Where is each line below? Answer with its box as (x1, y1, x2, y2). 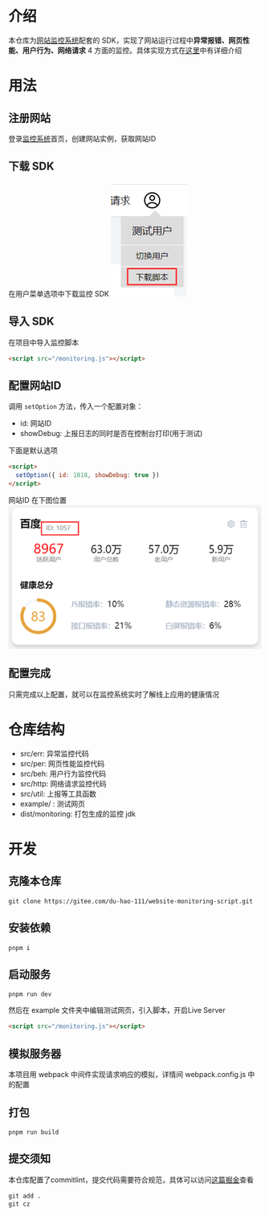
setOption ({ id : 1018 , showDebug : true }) (15, 471, 160, 479)
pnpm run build (8, 1128, 59, 1136)
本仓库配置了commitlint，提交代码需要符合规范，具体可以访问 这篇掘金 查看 (8, 1174, 255, 1185)
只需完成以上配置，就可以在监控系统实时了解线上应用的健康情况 (8, 689, 219, 699)
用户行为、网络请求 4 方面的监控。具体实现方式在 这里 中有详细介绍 (22, 45, 243, 55)
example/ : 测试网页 (19, 798, 86, 808)
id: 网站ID (19, 418, 52, 428)
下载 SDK (8, 160, 55, 173)
